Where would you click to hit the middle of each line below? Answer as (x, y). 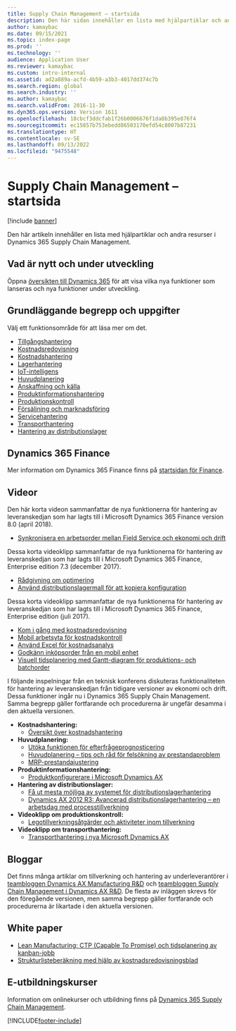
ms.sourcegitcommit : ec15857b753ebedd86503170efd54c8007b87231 (102, 125)
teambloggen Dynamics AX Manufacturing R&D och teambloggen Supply (113, 884)
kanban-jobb (36, 953)
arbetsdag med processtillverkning (78, 807)
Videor (22, 492)
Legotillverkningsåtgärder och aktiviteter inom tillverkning (111, 822)
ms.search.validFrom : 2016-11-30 (56, 106)
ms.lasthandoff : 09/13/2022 (48, 145)
